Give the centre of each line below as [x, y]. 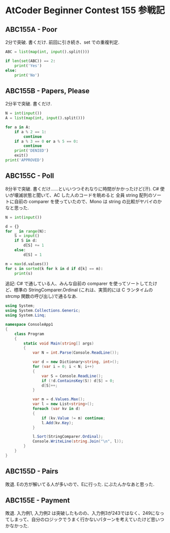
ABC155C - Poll [30, 176]
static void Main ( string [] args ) [59, 343]
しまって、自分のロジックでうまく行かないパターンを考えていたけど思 [82, 519]
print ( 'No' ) [27, 75]
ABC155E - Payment [38, 500]
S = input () [27, 236]
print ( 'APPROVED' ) [25, 160]
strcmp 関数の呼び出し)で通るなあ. [41, 296]
